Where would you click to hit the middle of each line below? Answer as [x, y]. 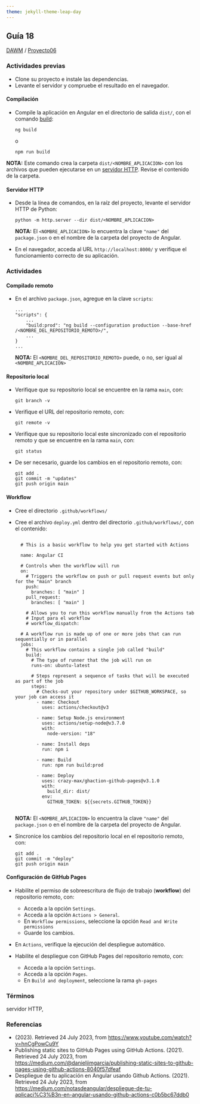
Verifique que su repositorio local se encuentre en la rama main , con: [99, 390]
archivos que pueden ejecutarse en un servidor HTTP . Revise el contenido [98, 169]
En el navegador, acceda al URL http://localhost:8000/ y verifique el [101, 249]
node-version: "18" [71, 734]
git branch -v [32, 401]
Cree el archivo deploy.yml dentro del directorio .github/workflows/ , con [104, 522]
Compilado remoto [30, 285]
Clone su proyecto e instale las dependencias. [72, 79]
